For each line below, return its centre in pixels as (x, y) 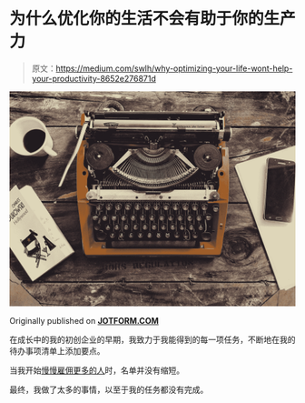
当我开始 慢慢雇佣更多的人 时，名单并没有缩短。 (97, 370)
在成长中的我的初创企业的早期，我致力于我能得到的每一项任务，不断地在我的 (152, 339)
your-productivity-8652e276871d (94, 78)
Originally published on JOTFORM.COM (84, 320)
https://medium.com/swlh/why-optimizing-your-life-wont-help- (174, 68)
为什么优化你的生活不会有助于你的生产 (153, 19)
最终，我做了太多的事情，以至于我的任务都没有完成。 (109, 389)
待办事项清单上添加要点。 (57, 350)
